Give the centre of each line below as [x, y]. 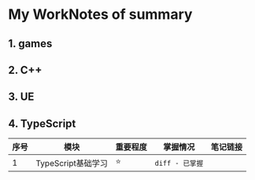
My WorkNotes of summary [100, 15]
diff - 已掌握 [179, 163]
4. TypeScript [42, 123]
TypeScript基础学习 [72, 163]
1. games [30, 44]
